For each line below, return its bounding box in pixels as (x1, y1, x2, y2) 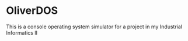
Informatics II (6, 29, 38, 36)
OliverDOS (6, 4, 58, 17)
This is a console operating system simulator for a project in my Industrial (6, 23, 183, 30)
